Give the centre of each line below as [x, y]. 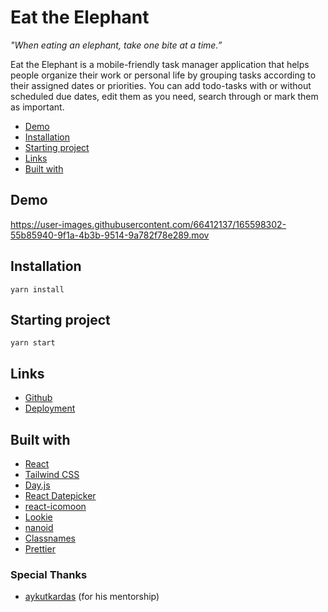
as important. [37, 107]
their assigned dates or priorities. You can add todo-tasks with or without [161, 85]
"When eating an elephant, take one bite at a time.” [116, 45]
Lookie [38, 517]
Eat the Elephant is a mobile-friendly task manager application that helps [160, 64]
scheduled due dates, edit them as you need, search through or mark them [164, 96]
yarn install [37, 289]
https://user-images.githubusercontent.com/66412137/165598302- [148, 224]
